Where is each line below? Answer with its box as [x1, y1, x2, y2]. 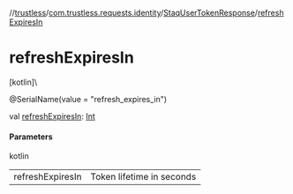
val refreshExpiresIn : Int [9, 110, 95, 122]
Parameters [9, 131, 53, 142]
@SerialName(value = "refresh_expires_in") [9, 93, 168, 104]
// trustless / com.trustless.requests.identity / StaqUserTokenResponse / [9, 8, 259, 18]
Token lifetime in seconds [90, 171, 197, 183]
